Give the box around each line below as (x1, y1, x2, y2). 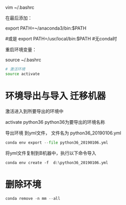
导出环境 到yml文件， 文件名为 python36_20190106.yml (5, 130, 121, 136)
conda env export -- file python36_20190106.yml (5, 140, 109, 145)
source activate (5, 71, 40, 76)
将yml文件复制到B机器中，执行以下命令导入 (5, 150, 96, 156)
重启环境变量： (5, 47, 37, 53)
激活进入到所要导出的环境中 (5, 108, 64, 114)
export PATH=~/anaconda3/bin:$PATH (5, 25, 87, 31)
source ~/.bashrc (5, 57, 42, 63)
